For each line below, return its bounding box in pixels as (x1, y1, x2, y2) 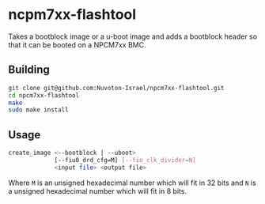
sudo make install (8, 106, 69, 114)
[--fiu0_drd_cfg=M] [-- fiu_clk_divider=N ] (54, 156, 196, 164)
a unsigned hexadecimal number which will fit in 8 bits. (8, 186, 187, 195)
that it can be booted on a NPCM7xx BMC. (8, 40, 146, 49)
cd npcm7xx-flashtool (8, 91, 80, 100)
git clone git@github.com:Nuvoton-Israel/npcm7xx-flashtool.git (8, 84, 225, 92)
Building (8, 63, 50, 77)
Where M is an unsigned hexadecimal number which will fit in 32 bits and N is (8, 178, 257, 187)
